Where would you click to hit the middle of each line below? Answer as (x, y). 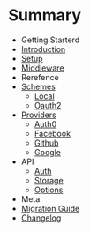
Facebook (52, 133)
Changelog (41, 218)
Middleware (42, 68)
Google (47, 152)
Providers (38, 115)
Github (46, 143)
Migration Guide (50, 208)
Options (49, 190)
